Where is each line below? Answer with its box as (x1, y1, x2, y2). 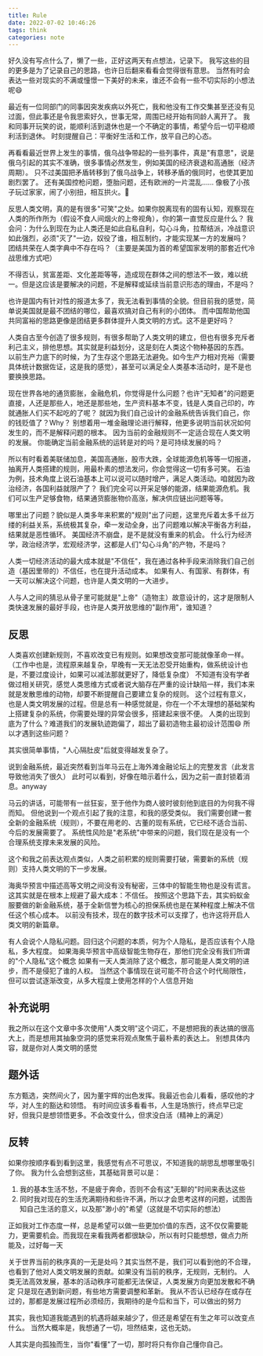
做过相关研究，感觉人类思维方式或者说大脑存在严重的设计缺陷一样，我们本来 (8, 680, 255, 689)
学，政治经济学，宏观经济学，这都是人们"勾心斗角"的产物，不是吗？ (8, 539, 228, 550)
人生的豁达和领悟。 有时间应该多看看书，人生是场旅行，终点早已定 (28, 1100, 243, 1109)
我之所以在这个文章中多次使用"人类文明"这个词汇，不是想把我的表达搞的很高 (8, 1023, 255, 1033)
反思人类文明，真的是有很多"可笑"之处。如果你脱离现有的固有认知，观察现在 (8, 204, 255, 214)
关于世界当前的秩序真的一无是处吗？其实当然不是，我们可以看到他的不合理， (8, 1257, 255, 1266)
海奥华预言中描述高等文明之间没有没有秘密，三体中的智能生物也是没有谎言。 (8, 881, 255, 890)
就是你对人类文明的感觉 (21, 1043, 98, 1052)
